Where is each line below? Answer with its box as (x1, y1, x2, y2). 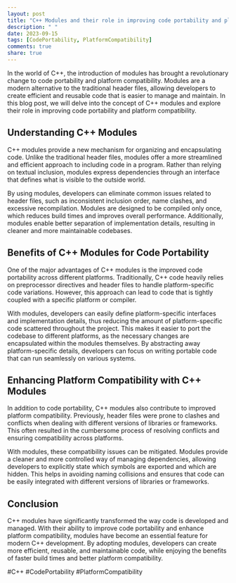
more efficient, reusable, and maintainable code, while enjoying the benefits (7, 546, 227, 555)
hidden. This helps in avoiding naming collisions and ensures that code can (7, 470, 225, 479)
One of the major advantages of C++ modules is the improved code (7, 265, 203, 274)
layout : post (7, 10, 46, 18)
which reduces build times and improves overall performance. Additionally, (7, 211, 223, 220)
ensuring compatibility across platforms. (7, 434, 124, 442)
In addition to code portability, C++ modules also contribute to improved (7, 404, 216, 413)
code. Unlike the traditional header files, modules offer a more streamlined (7, 153, 223, 161)
